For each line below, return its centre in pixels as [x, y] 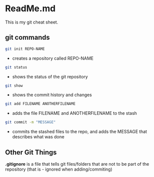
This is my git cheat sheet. [32, 22]
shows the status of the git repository [50, 76]
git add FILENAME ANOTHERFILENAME [40, 104]
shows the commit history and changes [52, 95]
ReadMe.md [30, 9]
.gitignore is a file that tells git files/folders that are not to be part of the [77, 164]
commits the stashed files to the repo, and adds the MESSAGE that [79, 132]
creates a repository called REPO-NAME [53, 58]
